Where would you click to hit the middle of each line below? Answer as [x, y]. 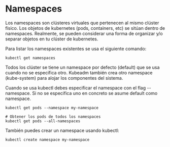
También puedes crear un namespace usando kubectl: [62, 130]
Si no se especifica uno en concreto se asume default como [95, 93]
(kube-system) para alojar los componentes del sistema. [64, 78]
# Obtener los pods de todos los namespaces [53, 117]
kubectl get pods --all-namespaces [43, 121]
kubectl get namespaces [30, 58]
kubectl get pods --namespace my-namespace [52, 108]
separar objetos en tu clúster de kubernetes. [52, 39]
